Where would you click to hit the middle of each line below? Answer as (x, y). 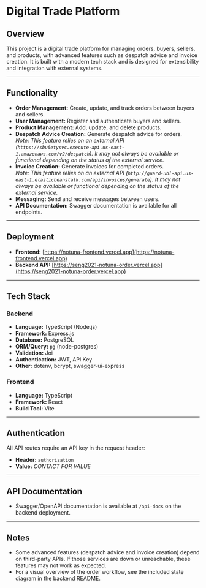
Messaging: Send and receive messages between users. (87, 199)
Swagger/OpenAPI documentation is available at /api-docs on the (98, 506)
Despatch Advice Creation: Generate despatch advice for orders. (98, 134)
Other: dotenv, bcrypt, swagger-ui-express (70, 366)
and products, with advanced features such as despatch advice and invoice (102, 55)
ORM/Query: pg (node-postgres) (57, 347)
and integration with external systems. (55, 68)
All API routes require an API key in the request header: (76, 448)
